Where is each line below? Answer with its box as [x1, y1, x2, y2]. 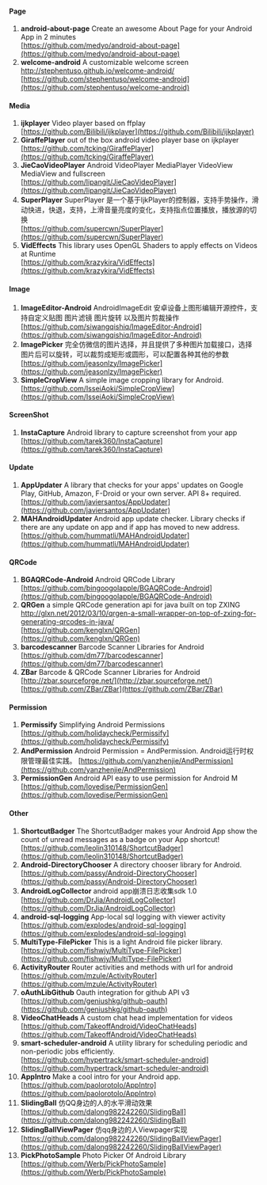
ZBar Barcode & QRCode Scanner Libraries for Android [20, 668, 200, 677]
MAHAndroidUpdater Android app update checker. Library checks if [20, 514, 246, 524]
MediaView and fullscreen [20, 169, 105, 178]
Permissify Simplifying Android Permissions [20, 720, 166, 730]
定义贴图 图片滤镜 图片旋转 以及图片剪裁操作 [34, 313, 180, 322]
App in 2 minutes [20, 32, 76, 42]
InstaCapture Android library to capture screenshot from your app [20, 428, 238, 437]
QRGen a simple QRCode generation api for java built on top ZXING [20, 600, 241, 610]
